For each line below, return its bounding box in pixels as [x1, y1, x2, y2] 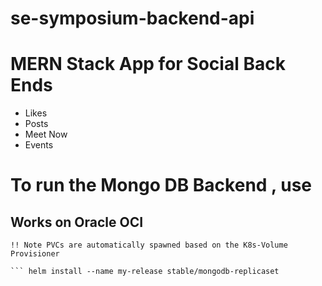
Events [24, 139, 54, 151]
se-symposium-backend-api [10, 7, 255, 30]
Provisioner [10, 249, 60, 259]
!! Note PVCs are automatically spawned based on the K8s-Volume [10, 240, 288, 251]
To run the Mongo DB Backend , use [10, 174, 313, 197]
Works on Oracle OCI [10, 213, 144, 231]
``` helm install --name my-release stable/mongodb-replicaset [10, 267, 280, 277]
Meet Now [24, 128, 68, 141]
